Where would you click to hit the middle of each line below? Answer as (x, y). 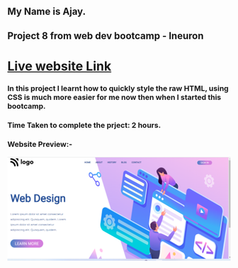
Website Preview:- (40, 144)
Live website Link (59, 66)
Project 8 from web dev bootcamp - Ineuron (106, 36)
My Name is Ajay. (47, 12)
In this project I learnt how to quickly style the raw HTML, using (118, 88)
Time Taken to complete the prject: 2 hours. (84, 125)
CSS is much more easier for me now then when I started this (114, 97)
